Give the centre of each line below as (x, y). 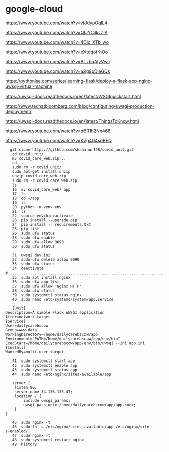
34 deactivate (28, 268)
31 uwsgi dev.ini (31, 255)
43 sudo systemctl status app (45, 370)
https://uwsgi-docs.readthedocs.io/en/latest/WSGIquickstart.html (73, 96)
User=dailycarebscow (27, 326)
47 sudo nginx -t (31, 435)
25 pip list (25, 229)
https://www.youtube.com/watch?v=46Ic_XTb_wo (57, 42)
